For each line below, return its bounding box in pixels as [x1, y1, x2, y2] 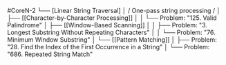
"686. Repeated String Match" [7, 50, 93, 58]
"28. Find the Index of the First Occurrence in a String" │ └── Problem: [7, 43, 210, 51]
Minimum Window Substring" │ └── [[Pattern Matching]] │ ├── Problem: [7, 36, 218, 44]
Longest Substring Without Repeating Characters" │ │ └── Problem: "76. [7, 28, 216, 36]
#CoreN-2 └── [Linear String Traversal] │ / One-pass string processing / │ [7, 7, 221, 14]
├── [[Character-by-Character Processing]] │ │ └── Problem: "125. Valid [7, 14, 217, 22]
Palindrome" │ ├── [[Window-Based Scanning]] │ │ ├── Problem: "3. [7, 21, 207, 29]
